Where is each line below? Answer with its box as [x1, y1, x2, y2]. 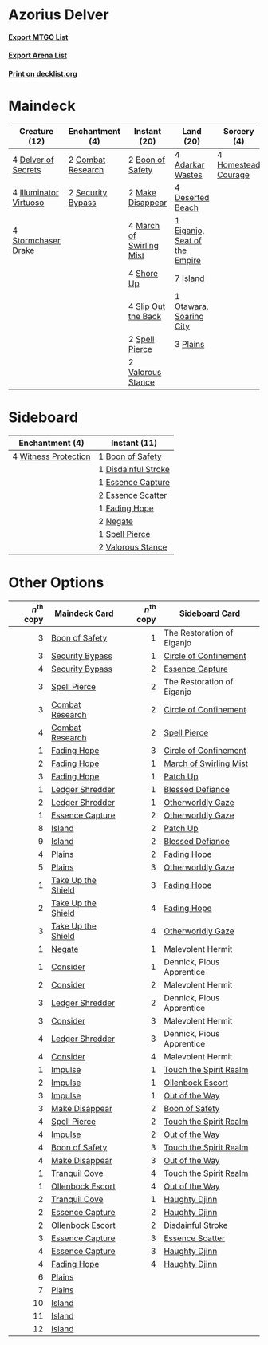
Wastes [174, 169, 203, 180]
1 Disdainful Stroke [98, 463, 170, 475]
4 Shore [128, 267, 158, 278]
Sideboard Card [179, 608, 241, 619]
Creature [19, 125, 54, 136]
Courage [216, 169, 250, 180]
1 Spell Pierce [98, 528, 151, 539]
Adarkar [174, 159, 205, 170]
